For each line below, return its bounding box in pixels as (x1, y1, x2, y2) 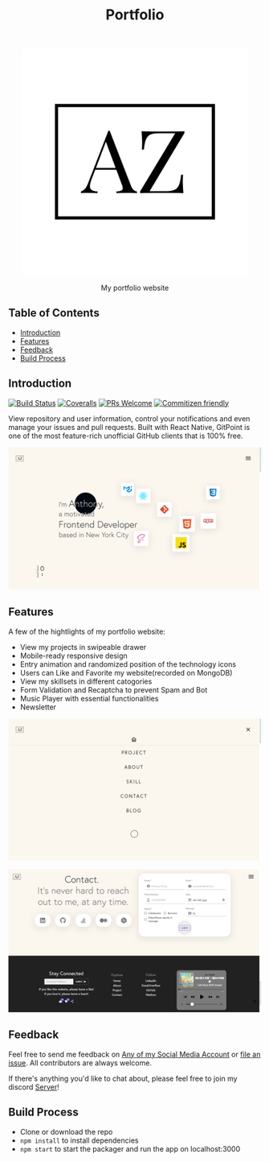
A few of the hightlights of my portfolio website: (8, 626, 166, 636)
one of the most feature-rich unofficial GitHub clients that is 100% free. (8, 431, 243, 440)
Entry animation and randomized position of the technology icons (19, 659, 237, 669)
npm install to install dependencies (19, 1135, 139, 1145)
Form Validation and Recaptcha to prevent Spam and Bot (19, 684, 208, 694)
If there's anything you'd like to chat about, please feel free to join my (8, 1073, 238, 1083)
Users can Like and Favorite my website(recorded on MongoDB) (19, 668, 233, 677)
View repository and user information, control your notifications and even (8, 413, 251, 424)
